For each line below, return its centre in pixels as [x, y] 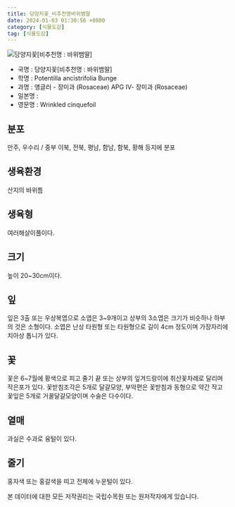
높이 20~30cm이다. [34, 275]
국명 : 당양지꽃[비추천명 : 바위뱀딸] [65, 69]
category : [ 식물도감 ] [36, 27]
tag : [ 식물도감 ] [28, 33]
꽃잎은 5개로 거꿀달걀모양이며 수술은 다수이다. [70, 396]
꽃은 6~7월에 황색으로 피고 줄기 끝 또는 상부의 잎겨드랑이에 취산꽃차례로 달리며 [115, 379]
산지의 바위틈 [25, 190]
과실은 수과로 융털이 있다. [42, 439]
